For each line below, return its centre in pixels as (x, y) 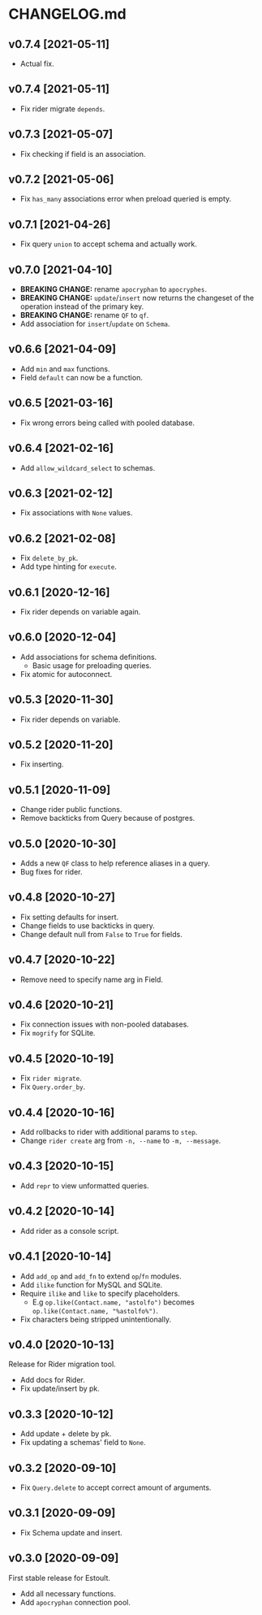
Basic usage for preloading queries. (92, 665)
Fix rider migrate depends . (62, 109)
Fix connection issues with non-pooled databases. (104, 1024)
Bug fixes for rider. (51, 872)
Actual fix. (37, 63)
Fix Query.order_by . (53, 1087)
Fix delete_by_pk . (49, 558)
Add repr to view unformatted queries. (84, 1185)
